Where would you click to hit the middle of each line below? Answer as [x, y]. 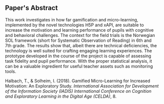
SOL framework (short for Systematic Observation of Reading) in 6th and [78, 40]
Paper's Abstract [31, 8]
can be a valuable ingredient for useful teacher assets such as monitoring [79, 66]
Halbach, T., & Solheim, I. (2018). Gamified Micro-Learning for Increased [78, 81]
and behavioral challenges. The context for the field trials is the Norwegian [80, 35]
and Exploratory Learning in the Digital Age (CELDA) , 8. [61, 96]
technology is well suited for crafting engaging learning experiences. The [79, 51]
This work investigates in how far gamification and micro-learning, [72, 19]
